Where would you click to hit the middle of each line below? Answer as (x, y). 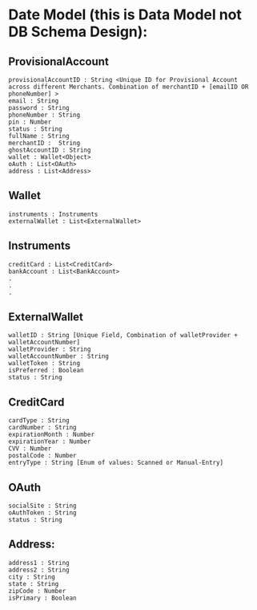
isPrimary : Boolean (43, 598)
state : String (34, 584)
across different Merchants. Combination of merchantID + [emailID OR (128, 87)
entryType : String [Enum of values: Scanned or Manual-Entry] (116, 463)
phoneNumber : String (44, 115)
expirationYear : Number (50, 442)
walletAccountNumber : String (59, 356)
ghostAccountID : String (50, 150)
